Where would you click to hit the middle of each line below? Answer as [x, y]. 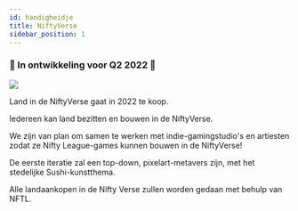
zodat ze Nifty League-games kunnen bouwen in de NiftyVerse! [126, 145]
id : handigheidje [41, 17]
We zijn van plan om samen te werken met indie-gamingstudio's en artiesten [149, 135]
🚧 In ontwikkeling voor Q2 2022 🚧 [83, 65]
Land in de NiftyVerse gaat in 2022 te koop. [89, 101]
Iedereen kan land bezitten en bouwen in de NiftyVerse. [111, 118]
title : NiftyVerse [43, 26]
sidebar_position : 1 [48, 34]
